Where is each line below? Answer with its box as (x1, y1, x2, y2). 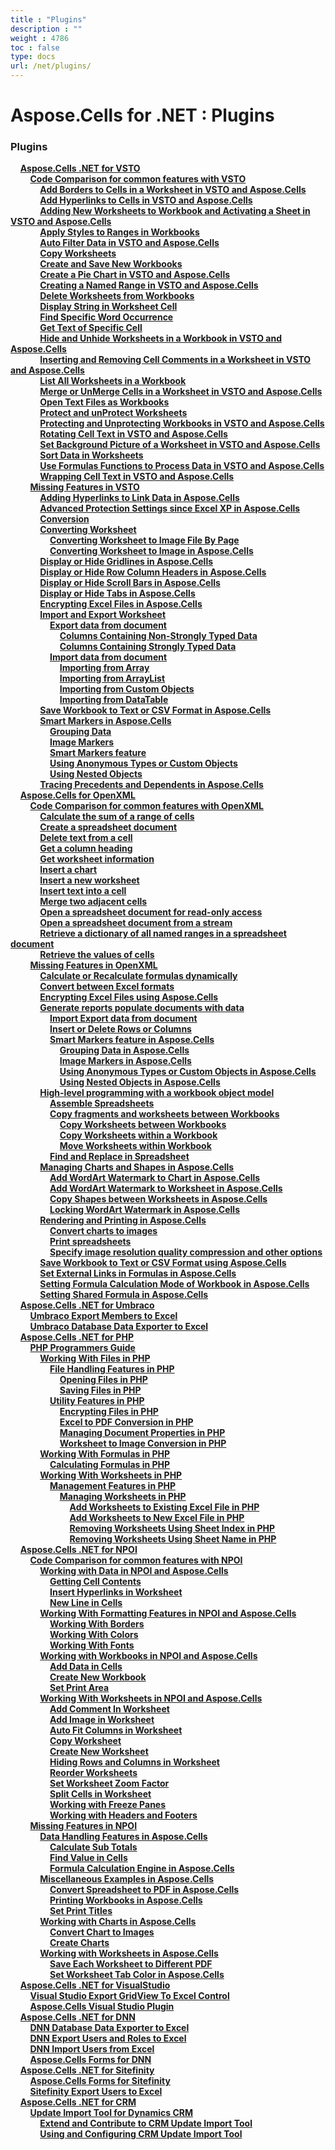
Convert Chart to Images (49, 1926, 155, 1938)
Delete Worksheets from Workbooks (39, 290, 195, 302)
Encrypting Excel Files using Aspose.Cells (39, 991, 219, 1003)
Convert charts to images (49, 1225, 158, 1237)
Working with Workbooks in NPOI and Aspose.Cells (39, 1650, 258, 1662)
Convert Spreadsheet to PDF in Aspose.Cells (49, 1884, 240, 1896)
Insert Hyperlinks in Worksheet (49, 1586, 183, 1598)
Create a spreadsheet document (39, 821, 178, 833)
